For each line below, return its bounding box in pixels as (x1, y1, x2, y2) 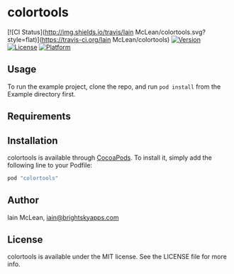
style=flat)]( (7, 35, 43, 43)
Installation (7, 134, 58, 146)
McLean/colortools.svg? (135, 28, 206, 36)
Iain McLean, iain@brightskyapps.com (7, 213, 119, 221)
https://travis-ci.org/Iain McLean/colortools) (41, 35, 170, 43)
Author (7, 194, 39, 207)
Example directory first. (7, 89, 76, 98)
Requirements (7, 111, 71, 123)
